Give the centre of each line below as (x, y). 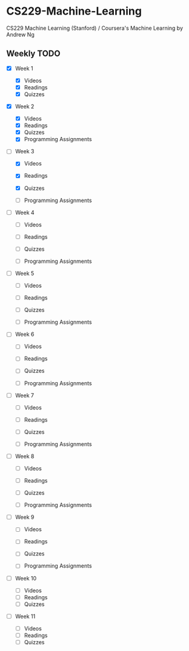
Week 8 (25, 456)
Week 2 (25, 106)
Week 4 (25, 212)
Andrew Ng (20, 34)
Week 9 (25, 517)
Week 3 (25, 151)
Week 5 (25, 273)
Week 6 (25, 334)
